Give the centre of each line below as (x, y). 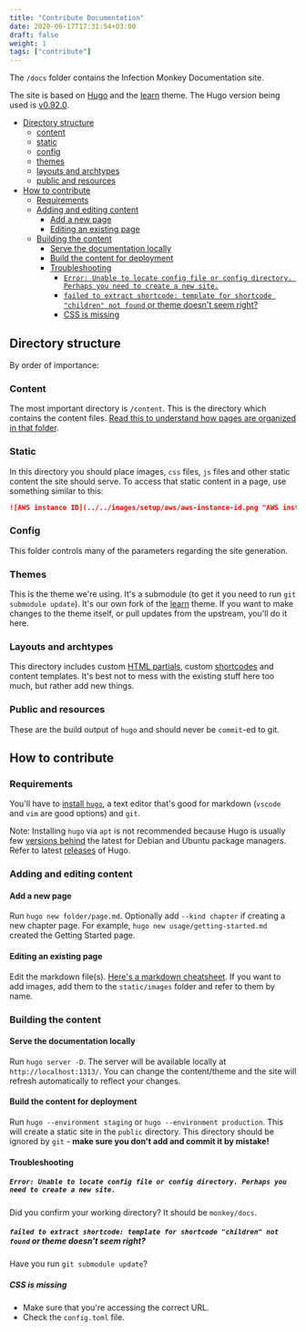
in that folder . (34, 428)
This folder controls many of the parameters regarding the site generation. (149, 550)
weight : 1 (28, 43)
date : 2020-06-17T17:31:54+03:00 (73, 26)
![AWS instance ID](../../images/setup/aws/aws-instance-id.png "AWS (144, 507)
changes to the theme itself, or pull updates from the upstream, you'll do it (148, 613)
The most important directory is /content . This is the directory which (138, 409)
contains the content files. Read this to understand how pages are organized (153, 418)
